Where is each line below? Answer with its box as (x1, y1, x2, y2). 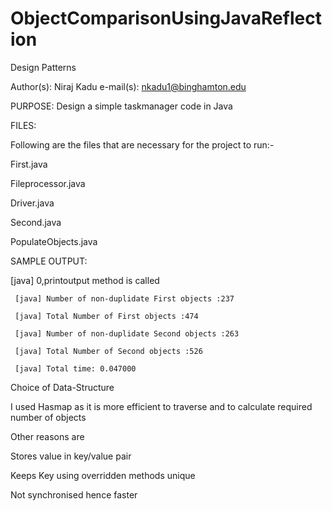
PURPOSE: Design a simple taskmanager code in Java (10, 100, 233, 112)
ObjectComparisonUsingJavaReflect (10, 7, 322, 30)
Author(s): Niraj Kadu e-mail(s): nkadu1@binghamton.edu (10, 80, 247, 92)
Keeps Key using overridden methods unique (10, 469, 196, 481)
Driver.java (10, 197, 55, 209)
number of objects (10, 411, 87, 423)
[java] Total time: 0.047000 (14, 363, 137, 374)
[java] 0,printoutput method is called (10, 274, 160, 286)
